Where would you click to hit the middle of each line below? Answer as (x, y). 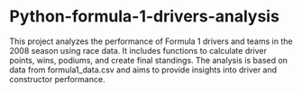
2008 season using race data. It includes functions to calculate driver (138, 50)
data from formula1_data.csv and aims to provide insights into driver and (143, 70)
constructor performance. (57, 79)
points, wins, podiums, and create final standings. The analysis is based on (149, 60)
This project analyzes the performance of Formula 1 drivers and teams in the (151, 41)
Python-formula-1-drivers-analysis (144, 17)
